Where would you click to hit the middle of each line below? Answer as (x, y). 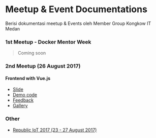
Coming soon (32, 53)
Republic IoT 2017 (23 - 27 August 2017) (55, 130)
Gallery (20, 106)
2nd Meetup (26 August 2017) (43, 66)
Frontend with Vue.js (28, 78)
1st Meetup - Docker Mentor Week (48, 42)
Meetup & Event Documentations (76, 9)
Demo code (25, 95)
